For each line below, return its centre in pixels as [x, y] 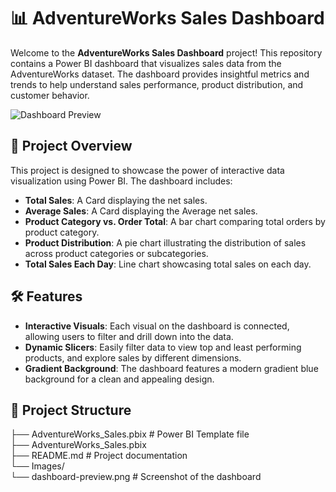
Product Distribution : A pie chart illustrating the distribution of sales [165, 242]
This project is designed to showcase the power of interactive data [147, 170]
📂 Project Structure [71, 410]
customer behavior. [50, 95]
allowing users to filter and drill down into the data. [129, 336]
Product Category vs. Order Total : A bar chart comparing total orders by [175, 221]
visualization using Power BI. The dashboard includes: [121, 181]
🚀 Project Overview [71, 146]
